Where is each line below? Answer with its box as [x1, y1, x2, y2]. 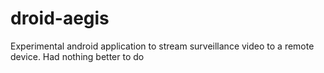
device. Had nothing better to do [10, 50, 145, 62]
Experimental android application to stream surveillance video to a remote [10, 40, 315, 52]
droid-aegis [10, 7, 110, 30]
